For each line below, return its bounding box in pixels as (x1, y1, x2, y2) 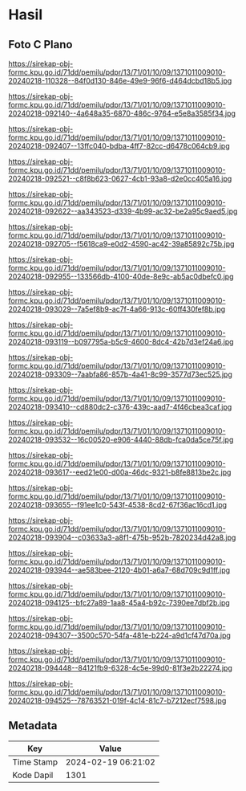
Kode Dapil (12, 769, 54, 781)
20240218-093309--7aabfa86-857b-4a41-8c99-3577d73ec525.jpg (8, 369, 232, 379)
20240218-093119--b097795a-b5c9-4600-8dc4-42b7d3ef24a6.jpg (8, 337, 234, 346)
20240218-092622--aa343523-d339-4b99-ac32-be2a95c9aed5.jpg (8, 206, 238, 216)
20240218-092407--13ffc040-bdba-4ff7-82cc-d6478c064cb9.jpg (8, 141, 230, 150)
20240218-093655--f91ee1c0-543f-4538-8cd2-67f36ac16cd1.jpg (8, 500, 227, 509)
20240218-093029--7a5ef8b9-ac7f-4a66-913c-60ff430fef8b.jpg (8, 304, 226, 314)
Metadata (8, 719, 58, 732)
